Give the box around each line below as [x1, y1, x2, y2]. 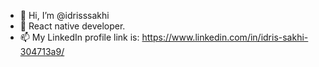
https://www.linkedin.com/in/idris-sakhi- [141, 31, 309, 43]
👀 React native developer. [19, 20, 126, 32]
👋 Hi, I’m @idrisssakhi [19, 10, 110, 21]
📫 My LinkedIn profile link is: [19, 31, 140, 43]
